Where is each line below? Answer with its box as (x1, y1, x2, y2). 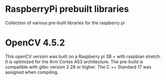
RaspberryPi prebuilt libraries (5, 3, 129, 15)
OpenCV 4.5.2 (5, 37, 65, 48)
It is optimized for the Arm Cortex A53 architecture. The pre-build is (5, 58, 143, 65)
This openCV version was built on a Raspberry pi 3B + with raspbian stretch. (5, 53, 161, 59)
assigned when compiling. (5, 69, 58, 75)
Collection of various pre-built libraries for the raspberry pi (5, 20, 125, 26)
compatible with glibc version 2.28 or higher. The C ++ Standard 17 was (5, 64, 152, 70)
